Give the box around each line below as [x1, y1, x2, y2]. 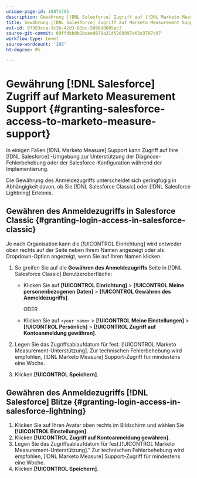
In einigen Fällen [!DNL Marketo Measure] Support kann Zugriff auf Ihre [6, 146, 179, 153]
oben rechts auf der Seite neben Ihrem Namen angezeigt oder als [6, 246, 164, 253]
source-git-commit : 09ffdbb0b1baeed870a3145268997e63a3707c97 [6, 31, 161, 36]
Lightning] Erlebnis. [6, 189, 53, 196]
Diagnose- [135, 153, 161, 160]
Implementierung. [6, 165, 49, 172]
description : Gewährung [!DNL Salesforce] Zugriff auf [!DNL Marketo [6, 14, 180, 20]
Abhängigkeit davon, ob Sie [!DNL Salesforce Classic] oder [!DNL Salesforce [6, 183, 191, 190]
